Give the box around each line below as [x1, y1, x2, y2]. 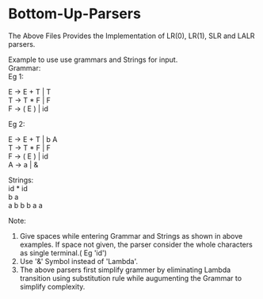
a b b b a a [8, 200, 43, 210]
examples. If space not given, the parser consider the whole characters [19, 240, 253, 249]
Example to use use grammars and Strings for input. [8, 55, 178, 64]
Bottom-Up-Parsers [8, 5, 141, 23]
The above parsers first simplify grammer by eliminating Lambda [19, 265, 231, 274]
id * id [8, 183, 28, 193]
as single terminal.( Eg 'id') [19, 247, 107, 258]
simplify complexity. [19, 282, 86, 291]
